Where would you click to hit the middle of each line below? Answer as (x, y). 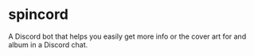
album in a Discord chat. (48, 44)
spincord (39, 15)
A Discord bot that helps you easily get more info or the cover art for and (127, 36)
